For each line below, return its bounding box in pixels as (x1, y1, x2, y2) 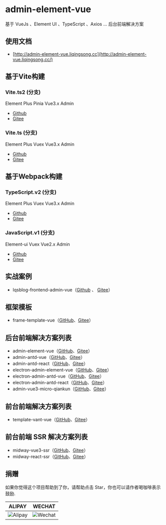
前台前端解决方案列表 (5, 402, 72, 411)
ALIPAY (8, 503, 27, 510)
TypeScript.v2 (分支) (5, 189, 57, 196)
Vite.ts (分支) (5, 129, 38, 136)
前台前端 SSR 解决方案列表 (5, 433, 88, 441)
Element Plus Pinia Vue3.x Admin (5, 100, 74, 107)
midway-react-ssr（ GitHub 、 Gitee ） (12, 453, 89, 459)
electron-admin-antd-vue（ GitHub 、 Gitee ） (12, 373, 104, 379)
